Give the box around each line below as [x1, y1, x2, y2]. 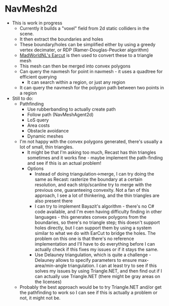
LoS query [27, 117, 49, 123]
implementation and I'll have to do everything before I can [34, 241, 155, 247]
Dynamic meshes [27, 133, 64, 139]
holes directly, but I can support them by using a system [34, 224, 152, 231]
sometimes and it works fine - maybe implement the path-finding [27, 154, 163, 160]
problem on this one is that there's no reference [34, 235, 135, 242]
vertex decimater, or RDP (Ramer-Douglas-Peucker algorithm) [19, 47, 149, 53]
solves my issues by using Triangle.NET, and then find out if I [34, 267, 162, 274]
